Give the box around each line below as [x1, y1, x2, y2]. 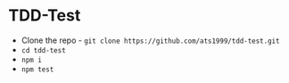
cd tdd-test [21, 46, 66, 54]
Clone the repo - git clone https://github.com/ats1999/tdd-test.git [21, 35, 280, 46]
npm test [21, 64, 54, 74]
